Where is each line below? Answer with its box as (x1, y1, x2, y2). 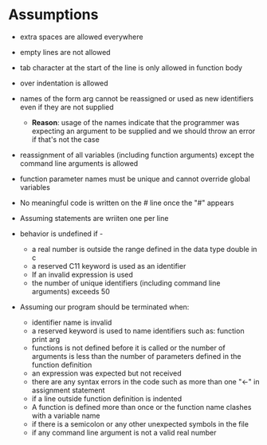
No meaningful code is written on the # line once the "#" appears (19, 198, 234, 207)
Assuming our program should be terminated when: (19, 301, 190, 312)
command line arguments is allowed (19, 158, 139, 168)
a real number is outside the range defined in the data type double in (31, 244, 257, 254)
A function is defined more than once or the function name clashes (31, 402, 252, 412)
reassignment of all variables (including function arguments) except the (19, 150, 255, 159)
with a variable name (31, 411, 100, 420)
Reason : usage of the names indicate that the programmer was (31, 117, 240, 127)
